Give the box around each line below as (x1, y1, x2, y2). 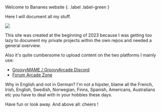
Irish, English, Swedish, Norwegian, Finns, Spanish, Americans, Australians (5, 87, 155, 92)
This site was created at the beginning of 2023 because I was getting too (5, 32, 152, 38)
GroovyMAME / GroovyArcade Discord (12, 67, 90, 72)
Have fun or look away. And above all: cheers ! (5, 101, 99, 107)
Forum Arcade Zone (12, 72, 53, 78)
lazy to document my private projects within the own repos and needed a (5, 38, 152, 43)
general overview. (5, 43, 41, 48)
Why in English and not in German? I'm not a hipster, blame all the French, (5, 82, 154, 87)
